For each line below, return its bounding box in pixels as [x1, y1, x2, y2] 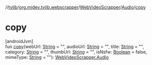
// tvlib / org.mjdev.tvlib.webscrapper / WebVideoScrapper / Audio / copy [5, 4, 146, 10]
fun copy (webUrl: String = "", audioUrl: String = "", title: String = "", [5, 43, 144, 49]
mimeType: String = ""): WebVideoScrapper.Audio [5, 54, 109, 60]
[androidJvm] [5, 38, 34, 44]
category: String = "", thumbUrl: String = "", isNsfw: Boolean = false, [5, 48, 147, 54]
